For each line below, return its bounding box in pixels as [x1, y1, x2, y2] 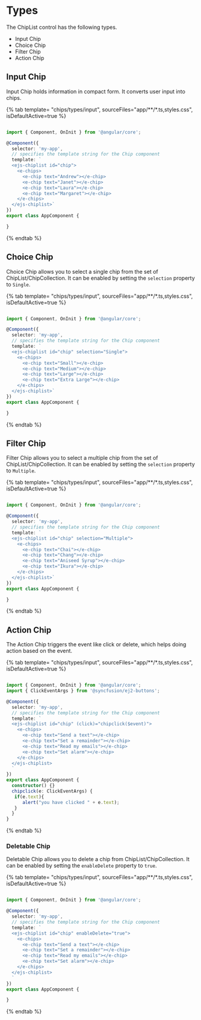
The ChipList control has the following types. [6, 23, 117, 31]
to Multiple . [6, 467, 36, 474]
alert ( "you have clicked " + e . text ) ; [22, 799, 120, 805]
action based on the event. [6, 648, 73, 655]
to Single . [6, 280, 31, 288]
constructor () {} [11, 783, 55, 789]
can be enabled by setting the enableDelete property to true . [6, 862, 157, 870]
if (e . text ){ [14, 794, 45, 800]
